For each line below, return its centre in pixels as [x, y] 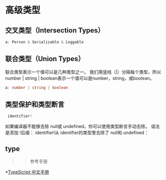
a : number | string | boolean [37, 87]
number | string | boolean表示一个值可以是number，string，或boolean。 [80, 78]
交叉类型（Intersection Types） [55, 30]
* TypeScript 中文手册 [27, 172]
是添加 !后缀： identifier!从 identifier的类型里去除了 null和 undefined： [77, 132]
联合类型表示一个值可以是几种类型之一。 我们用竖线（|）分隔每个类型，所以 [83, 72]
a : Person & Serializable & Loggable [44, 42]
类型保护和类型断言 [35, 104]
